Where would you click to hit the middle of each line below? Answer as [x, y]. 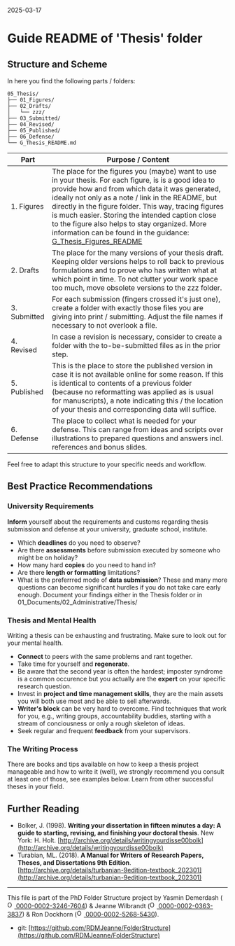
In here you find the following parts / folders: [71, 81]
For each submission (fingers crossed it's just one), [136, 299]
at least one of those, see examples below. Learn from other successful [110, 779]
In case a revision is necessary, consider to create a [137, 337]
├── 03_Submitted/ [34, 118]
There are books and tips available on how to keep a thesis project [103, 764]
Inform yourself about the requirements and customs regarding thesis [108, 522]
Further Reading [43, 808]
